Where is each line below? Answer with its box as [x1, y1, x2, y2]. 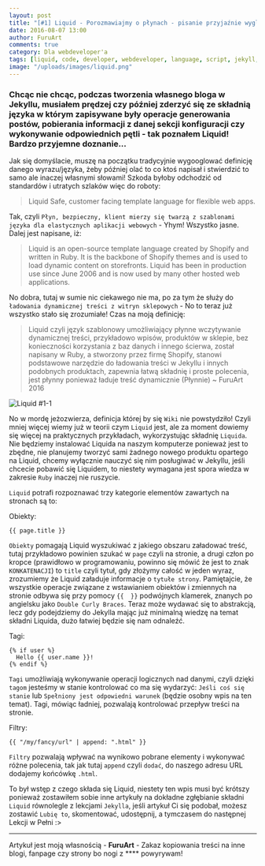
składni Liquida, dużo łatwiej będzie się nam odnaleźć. [9, 616, 186, 625]
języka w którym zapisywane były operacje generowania [9, 108, 230, 119]
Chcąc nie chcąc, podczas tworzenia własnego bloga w [9, 88, 226, 99]
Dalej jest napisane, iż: [9, 229, 82, 238]
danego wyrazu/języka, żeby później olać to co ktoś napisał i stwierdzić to [9, 165, 250, 174]
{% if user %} [9, 647, 56, 655]
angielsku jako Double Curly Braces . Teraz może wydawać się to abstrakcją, [9, 599, 256, 609]
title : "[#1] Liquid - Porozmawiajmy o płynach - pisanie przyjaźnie [9, 19, 242, 27]
